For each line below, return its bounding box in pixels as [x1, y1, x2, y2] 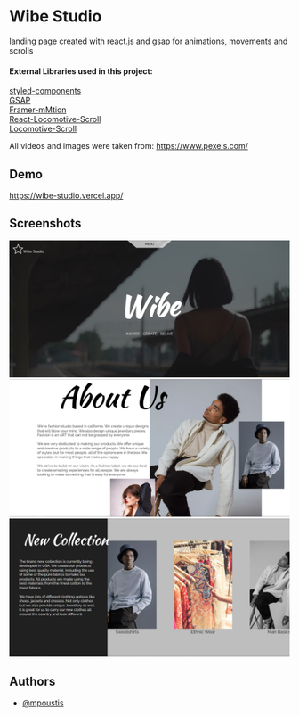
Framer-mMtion [9, 104, 67, 115]
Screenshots [9, 216, 82, 231]
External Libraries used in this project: [9, 65, 153, 77]
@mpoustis [21, 697, 64, 708]
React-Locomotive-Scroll [9, 114, 101, 125]
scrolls [9, 45, 34, 55]
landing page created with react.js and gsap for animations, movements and [9, 36, 288, 46]
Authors [9, 673, 56, 688]
